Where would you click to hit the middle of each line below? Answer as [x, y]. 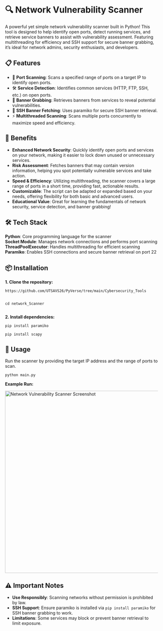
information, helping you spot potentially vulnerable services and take [82, 171]
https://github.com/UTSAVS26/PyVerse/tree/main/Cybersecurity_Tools [76, 291]
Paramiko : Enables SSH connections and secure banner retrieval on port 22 [81, 252]
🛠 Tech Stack [26, 222]
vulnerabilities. [27, 105]
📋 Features [23, 63]
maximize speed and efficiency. [44, 123]
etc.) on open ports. [32, 95]
